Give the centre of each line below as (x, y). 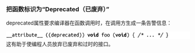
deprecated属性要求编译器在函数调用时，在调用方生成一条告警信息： (89, 23)
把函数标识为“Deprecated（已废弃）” (58, 9)
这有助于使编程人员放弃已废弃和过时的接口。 (60, 44)
